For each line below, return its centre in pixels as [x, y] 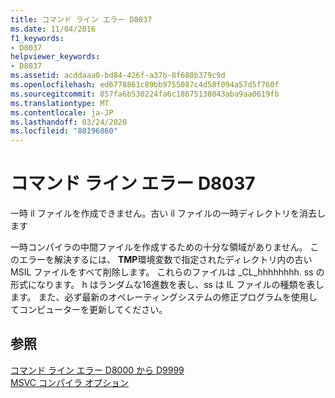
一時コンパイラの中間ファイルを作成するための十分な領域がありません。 [159, 247]
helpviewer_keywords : [55, 57]
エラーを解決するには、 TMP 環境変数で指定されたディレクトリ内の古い [165, 260]
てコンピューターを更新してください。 [89, 310]
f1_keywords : [37, 38]
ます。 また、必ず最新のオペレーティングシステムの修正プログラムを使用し [164, 297]
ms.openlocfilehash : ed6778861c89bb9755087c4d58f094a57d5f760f [145, 85]
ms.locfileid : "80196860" [64, 131]
